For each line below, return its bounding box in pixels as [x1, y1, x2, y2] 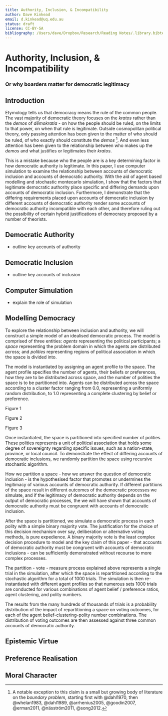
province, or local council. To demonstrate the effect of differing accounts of [5, 450, 163, 456]
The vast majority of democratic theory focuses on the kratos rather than [5, 115, 156, 121]
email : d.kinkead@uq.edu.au [5, 17, 64, 22]
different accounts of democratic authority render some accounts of [5, 200, 146, 206]
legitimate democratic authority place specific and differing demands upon [5, 184, 159, 190]
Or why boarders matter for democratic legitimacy [5, 81, 130, 88]
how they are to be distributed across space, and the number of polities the [5, 374, 160, 380]
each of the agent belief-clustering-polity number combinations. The [5, 612, 147, 618]
